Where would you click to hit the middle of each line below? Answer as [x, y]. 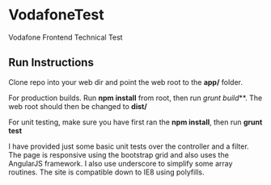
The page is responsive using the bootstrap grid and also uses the [119, 154]
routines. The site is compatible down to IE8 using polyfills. [106, 172]
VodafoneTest [57, 15]
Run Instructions [51, 63]
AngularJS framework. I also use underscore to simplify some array [121, 163]
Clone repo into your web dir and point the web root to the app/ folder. [126, 82]
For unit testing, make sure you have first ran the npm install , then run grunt [135, 122]
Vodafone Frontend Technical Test [66, 37]
